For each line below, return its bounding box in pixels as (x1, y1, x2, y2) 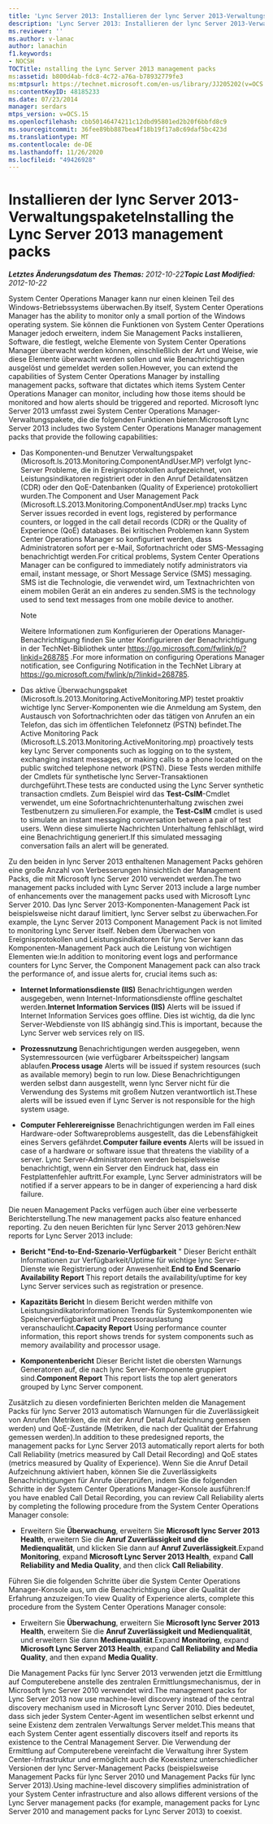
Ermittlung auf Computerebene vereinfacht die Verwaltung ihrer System (8, 1746, 249, 1756)
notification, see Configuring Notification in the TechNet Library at (19, 661, 242, 671)
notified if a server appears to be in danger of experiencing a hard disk (19, 1180, 258, 1190)
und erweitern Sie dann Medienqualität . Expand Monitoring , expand (19, 1635, 249, 1645)
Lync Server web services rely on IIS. (19, 1028, 145, 1038)
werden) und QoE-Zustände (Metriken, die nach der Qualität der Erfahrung (8, 1424, 258, 1433)
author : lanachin (8, 42, 67, 50)
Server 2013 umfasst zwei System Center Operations (8, 406, 186, 416)
